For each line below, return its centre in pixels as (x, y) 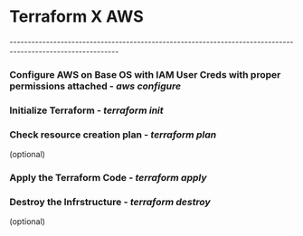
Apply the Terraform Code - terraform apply (108, 178)
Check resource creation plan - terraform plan (113, 135)
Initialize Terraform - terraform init (87, 110)
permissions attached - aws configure (95, 86)
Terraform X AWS (76, 17)
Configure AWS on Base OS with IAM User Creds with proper (145, 74)
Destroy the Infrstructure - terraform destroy (110, 202)
